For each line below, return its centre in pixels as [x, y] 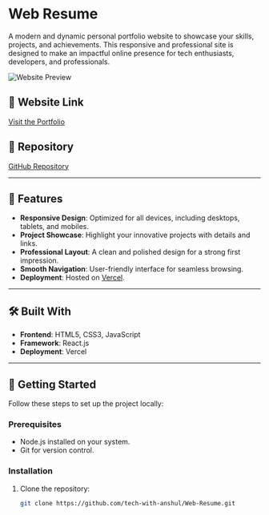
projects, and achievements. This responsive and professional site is [121, 44]
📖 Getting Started [52, 384]
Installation [31, 471]
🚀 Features [36, 198]
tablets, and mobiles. [54, 227]
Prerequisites [35, 424]
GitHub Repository [39, 166]
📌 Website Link [46, 102]
